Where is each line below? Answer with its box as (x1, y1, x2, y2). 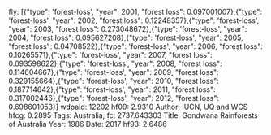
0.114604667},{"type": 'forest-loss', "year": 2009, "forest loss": (8, 67, 219, 76)
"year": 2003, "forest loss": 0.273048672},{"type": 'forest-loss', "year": (8, 24, 247, 33)
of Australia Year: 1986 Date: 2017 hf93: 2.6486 (8, 120, 168, 128)
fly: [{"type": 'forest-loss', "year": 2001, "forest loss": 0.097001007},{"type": (8, 7, 262, 16)
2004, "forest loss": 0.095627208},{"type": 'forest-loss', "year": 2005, (8, 33, 243, 42)
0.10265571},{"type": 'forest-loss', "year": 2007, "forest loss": (8, 50, 213, 59)
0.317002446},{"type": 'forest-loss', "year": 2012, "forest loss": (8, 94, 219, 102)
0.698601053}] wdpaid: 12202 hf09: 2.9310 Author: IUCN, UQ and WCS (8, 102, 248, 111)
